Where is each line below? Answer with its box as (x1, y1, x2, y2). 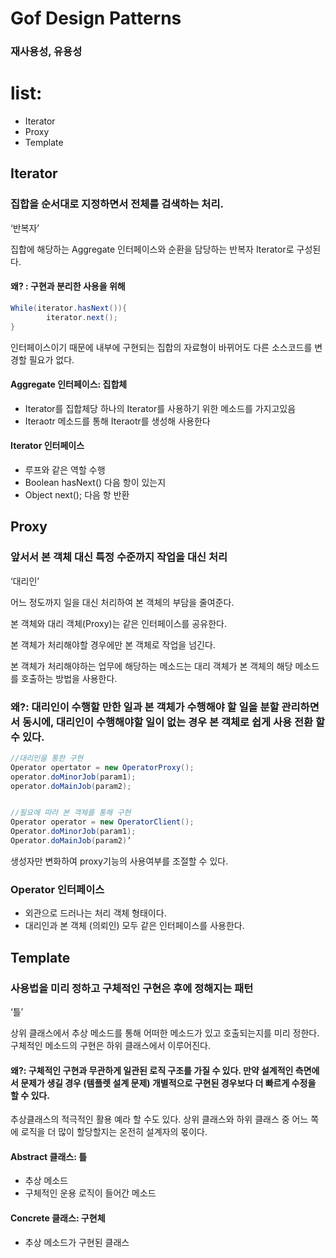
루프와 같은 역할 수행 (24, 463, 106, 476)
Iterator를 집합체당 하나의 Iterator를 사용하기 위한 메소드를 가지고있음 (24, 402, 297, 414)
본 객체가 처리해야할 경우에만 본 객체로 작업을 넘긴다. (10, 638, 216, 651)
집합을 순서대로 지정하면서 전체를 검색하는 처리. (10, 197, 224, 211)
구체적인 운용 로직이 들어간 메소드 (24, 1187, 157, 1199)
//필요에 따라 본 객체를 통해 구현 (10, 808, 132, 818)
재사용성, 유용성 (10, 45, 83, 59)
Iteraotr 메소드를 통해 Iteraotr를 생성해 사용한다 (24, 415, 211, 427)
